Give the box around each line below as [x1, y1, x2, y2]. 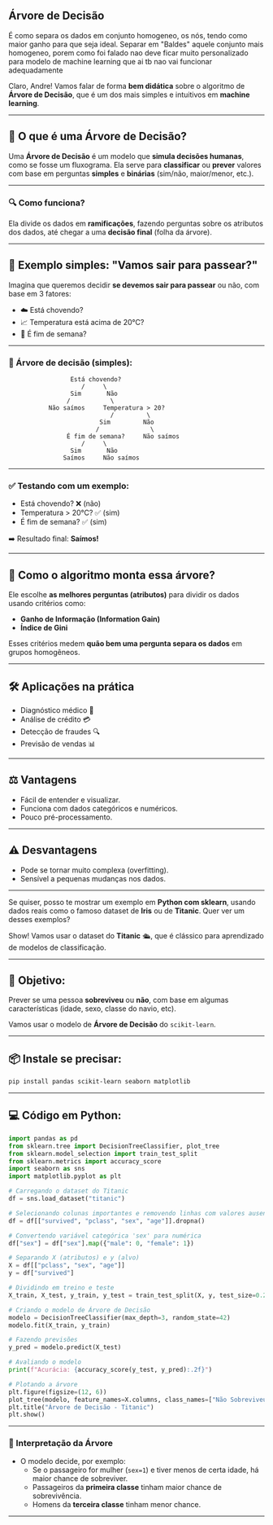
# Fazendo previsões [8, 1336, 79, 1344]
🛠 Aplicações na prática [8, 679, 135, 693]
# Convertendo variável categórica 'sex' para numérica [8, 1232, 201, 1240]
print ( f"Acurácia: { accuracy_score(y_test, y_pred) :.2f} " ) [8, 1366, 213, 1374]
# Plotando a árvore [8, 1380, 79, 1388]
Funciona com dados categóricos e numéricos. [19, 803, 179, 813]
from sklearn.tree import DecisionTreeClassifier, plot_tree [8, 1142, 220, 1150]
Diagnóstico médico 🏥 [19, 705, 95, 714]
